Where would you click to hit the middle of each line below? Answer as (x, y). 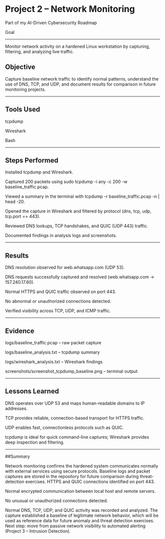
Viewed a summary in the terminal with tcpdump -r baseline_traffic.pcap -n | (82, 196)
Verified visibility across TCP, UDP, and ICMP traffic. (58, 311)
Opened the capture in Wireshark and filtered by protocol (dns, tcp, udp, (78, 211)
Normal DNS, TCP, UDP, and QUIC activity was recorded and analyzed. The (82, 510)
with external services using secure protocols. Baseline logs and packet (78, 471)
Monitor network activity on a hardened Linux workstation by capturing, (78, 46)
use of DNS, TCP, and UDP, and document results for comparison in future (81, 84)
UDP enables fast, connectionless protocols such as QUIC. (65, 427)
